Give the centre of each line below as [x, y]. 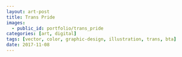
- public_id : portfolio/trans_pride [58, 28]
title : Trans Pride [31, 17]
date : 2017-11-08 [28, 45]
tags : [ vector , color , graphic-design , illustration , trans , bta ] [91, 39]
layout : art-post [28, 12]
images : [16, 23]
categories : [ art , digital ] [42, 34]
